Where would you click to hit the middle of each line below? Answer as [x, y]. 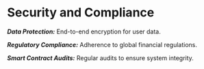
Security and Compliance [81, 13]
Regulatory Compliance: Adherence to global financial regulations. [102, 44]
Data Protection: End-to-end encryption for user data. [84, 31]
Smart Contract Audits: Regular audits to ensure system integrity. [100, 58]
